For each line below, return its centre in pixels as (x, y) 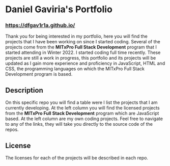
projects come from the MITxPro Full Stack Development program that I (81, 47)
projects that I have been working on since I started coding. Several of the (83, 42)
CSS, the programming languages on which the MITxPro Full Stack (75, 69)
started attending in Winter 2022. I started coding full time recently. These (83, 52)
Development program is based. (39, 74)
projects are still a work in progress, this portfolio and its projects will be (81, 58)
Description (24, 90)
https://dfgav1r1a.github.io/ (40, 25)
